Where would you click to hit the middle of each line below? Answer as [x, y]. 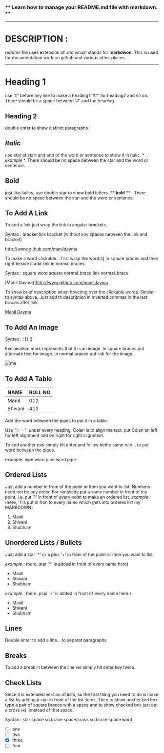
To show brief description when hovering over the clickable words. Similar [80, 292]
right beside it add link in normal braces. [46, 264]
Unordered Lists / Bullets [43, 543]
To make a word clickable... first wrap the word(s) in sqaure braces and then [82, 259]
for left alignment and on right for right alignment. [55, 435]
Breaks [16, 655]
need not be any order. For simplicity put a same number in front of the [76, 492]
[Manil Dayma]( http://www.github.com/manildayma [57, 283]
